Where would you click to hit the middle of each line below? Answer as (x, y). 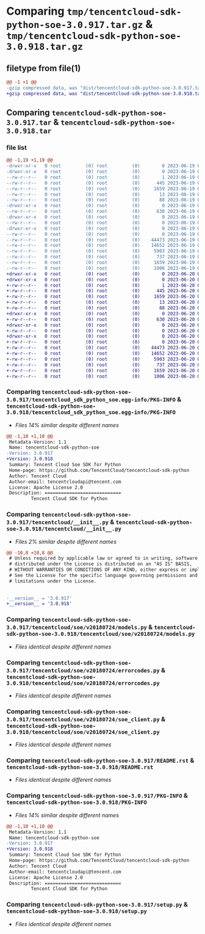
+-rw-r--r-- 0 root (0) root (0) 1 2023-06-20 (101, 285)
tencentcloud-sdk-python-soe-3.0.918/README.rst (80, 767)
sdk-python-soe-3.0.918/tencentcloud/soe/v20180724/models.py (101, 634)
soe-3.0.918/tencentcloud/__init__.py (64, 529)
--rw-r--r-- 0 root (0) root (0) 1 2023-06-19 (101, 177)
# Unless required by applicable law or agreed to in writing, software (103, 558)
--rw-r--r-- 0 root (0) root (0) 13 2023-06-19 (101, 194)
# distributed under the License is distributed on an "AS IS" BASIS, (100, 564)
